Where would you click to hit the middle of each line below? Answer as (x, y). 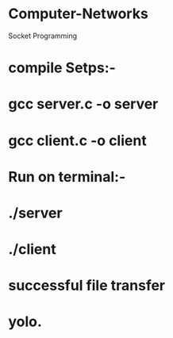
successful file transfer (87, 286)
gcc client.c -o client (77, 140)
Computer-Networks (78, 14)
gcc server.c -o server (83, 104)
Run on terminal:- (67, 177)
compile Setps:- (62, 68)
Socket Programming (43, 36)
